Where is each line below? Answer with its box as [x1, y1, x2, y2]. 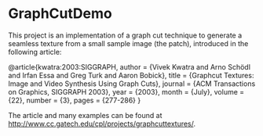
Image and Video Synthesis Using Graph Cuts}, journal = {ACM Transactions [8, 79, 256, 88]
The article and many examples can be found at [8, 110, 163, 120]
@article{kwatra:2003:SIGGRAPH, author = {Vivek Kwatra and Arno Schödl [8, 62, 251, 71]
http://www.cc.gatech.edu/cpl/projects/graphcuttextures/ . [8, 119, 196, 128]
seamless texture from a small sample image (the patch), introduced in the [8, 38, 249, 48]
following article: [8, 47, 62, 56]
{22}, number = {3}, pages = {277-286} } [8, 95, 141, 105]
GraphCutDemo [8, 5, 112, 23]
